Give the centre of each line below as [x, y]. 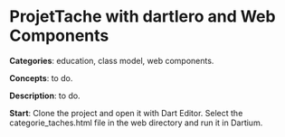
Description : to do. [45, 96]
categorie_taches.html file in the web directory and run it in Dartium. [136, 123]
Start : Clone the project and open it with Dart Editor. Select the [126, 113]
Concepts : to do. [41, 78]
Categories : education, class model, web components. [112, 60]
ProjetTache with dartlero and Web [142, 17]
